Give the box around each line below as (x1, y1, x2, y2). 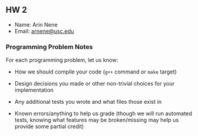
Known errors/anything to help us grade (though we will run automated (14, 110, 193, 117)
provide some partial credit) (14, 123, 84, 130)
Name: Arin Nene (14, 21, 58, 28)
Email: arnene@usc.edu (14, 27, 74, 35)
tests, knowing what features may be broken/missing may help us (14, 117, 179, 124)
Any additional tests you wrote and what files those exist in (14, 98, 162, 106)
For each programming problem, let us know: (5, 56, 118, 64)
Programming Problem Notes (5, 42, 94, 51)
